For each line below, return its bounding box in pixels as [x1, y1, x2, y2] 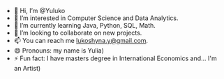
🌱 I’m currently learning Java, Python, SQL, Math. [13, 21, 156, 29]
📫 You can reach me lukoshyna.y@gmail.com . [13, 37, 149, 44]
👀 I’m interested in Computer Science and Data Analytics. [13, 14, 179, 22]
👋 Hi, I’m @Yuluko [13, 7, 66, 15]
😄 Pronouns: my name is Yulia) [13, 46, 105, 55]
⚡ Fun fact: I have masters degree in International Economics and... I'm [13, 54, 218, 62]
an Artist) [13, 64, 41, 72]
